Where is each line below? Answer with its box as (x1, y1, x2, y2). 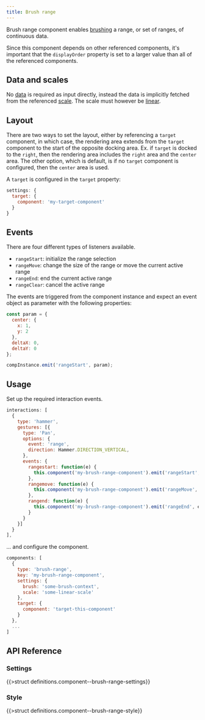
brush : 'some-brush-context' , (22, 583, 99, 590)
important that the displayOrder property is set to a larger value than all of (6, 50, 192, 58)
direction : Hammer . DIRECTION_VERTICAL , (28, 447, 130, 453)
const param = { (6, 311, 48, 318)
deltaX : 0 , (12, 340, 40, 346)
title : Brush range (6, 9, 56, 15)
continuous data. (6, 32, 49, 40)
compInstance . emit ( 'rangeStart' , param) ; (6, 362, 113, 369)
